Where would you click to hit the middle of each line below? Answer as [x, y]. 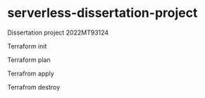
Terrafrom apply [31, 73]
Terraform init [27, 46]
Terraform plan [29, 60]
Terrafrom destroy [34, 87]
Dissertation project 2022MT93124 [58, 32]
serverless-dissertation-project [103, 13]
